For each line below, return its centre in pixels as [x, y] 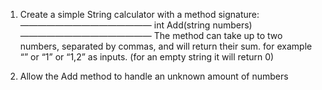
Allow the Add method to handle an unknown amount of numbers [154, 76]
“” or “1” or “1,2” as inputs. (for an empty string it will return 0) [147, 57]
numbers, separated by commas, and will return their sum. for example [166, 46]
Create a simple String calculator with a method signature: [139, 14]
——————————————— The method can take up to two [151, 35]
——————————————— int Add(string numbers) [136, 25]
